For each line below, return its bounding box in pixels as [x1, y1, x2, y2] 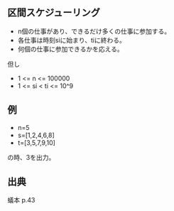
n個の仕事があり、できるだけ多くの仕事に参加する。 [17, 27, 171, 36]
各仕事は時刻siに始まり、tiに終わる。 [17, 36, 126, 44]
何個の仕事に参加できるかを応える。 [17, 45, 124, 53]
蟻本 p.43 [7, 196, 36, 205]
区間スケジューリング [7, 6, 101, 19]
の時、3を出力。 [7, 153, 55, 161]
